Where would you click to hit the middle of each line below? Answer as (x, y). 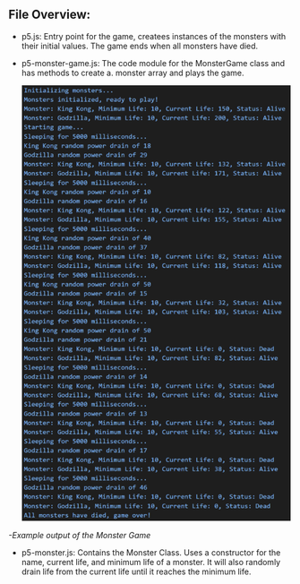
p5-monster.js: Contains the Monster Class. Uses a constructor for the (151, 552)
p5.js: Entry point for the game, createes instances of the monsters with (154, 36)
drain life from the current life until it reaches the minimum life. (136, 571)
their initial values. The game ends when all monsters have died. (140, 46)
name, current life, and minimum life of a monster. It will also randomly (151, 562)
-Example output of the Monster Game (80, 535)
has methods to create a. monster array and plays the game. (133, 73)
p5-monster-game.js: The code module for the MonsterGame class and (153, 63)
